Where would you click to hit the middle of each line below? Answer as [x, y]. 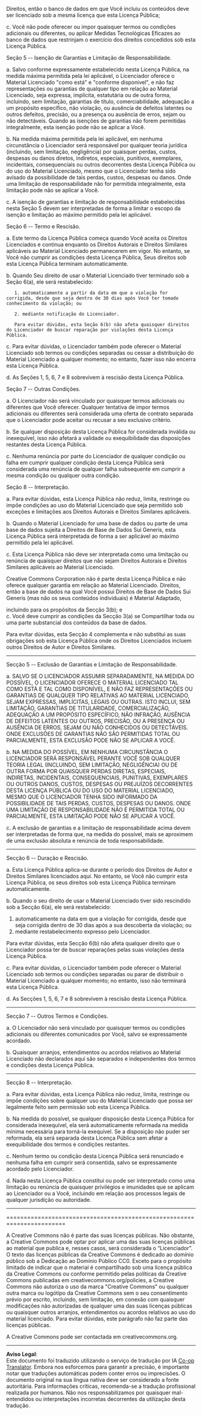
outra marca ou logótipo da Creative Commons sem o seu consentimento [97, 1293]
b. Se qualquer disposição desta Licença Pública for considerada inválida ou [101, 432]
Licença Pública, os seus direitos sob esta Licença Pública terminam [91, 883]
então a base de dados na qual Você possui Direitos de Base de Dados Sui [99, 592]
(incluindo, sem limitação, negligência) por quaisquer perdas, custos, [92, 152]
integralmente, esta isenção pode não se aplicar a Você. [76, 127]
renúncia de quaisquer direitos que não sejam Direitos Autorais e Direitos [97, 561]
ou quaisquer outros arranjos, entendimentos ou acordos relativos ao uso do [101, 1312]
